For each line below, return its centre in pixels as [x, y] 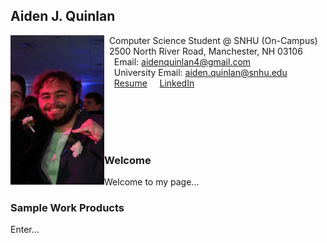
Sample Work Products [67, 208]
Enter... [25, 230]
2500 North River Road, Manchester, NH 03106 [205, 51]
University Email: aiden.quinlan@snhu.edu [200, 72]
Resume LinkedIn [154, 83]
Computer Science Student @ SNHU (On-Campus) [213, 40]
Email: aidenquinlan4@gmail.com [182, 61]
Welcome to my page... [152, 182]
